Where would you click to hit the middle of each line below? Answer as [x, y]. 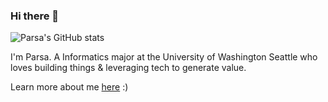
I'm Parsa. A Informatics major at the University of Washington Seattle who [164, 57]
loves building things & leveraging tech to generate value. [128, 68]
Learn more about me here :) [69, 87]
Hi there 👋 [35, 16]
